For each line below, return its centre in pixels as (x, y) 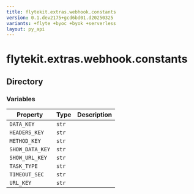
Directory (25, 81)
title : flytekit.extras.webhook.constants (61, 12)
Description (95, 115)
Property (30, 115)
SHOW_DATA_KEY (30, 149)
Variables (21, 99)
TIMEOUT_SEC (27, 175)
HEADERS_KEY (27, 133)
